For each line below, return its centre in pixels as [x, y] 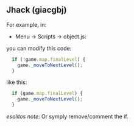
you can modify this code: [39, 48]
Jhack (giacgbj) [37, 10]
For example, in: [26, 24]
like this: [17, 82]
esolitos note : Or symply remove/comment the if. [68, 117]
